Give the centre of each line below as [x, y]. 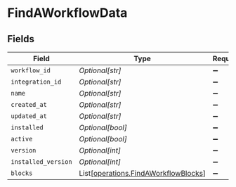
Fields [21, 39]
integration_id [36, 82]
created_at [29, 104]
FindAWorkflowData [67, 13]
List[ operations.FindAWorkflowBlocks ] [142, 173]
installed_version [41, 162]
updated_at [29, 116]
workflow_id [31, 71]
